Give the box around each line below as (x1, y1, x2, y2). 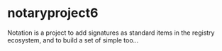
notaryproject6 (7, 5, 99, 21)
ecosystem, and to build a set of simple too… (7, 35, 139, 44)
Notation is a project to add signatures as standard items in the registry (7, 28, 215, 37)
